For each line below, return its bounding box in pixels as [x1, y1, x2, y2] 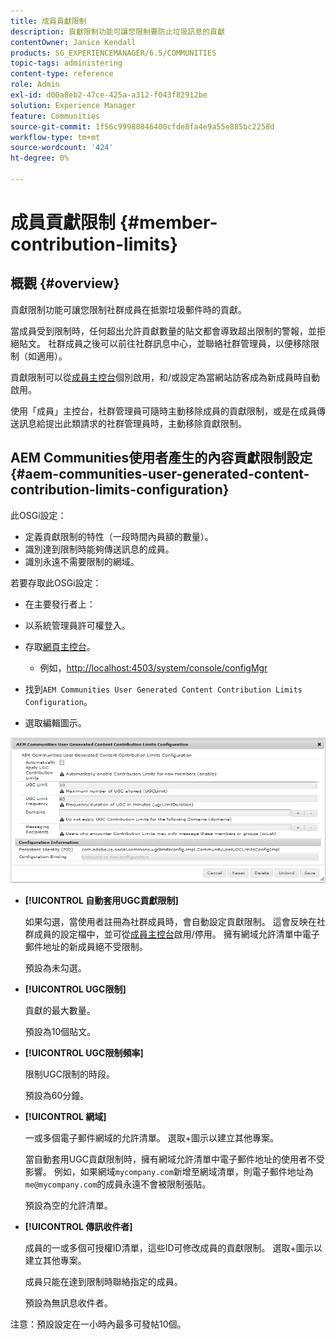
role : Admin [10, 80, 60, 90]
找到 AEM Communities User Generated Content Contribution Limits [24, 683, 303, 695]
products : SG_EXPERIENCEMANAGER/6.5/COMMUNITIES [10, 48, 217, 58]
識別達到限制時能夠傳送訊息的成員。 [24, 543, 175, 555]
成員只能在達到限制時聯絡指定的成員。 [24, 1275, 183, 1287]
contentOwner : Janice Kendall [10, 37, 137, 47]
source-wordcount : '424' [10, 143, 114, 153]
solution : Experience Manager [10, 100, 137, 110]
